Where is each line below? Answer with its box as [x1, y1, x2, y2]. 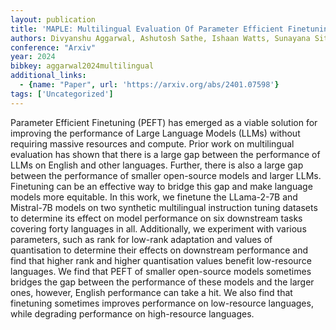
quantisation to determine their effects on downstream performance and [10, 244, 309, 256]
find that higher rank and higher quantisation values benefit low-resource [10, 254, 312, 266]
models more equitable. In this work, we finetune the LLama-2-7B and [10, 191, 298, 203]
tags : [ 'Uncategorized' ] [10, 89, 114, 99]
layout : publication [10, 14, 97, 25]
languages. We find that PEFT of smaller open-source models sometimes [10, 265, 312, 277]
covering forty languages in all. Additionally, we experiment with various [10, 222, 307, 235]
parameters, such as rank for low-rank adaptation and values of [10, 233, 273, 245]
